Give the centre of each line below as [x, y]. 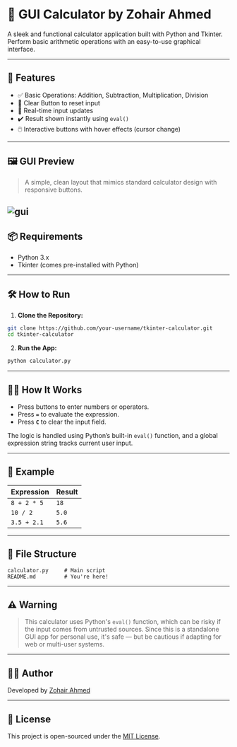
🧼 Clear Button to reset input [59, 103]
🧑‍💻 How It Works [45, 389]
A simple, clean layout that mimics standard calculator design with [121, 182]
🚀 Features [31, 78]
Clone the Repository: [50, 315]
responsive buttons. [54, 190]
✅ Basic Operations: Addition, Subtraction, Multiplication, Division [113, 95]
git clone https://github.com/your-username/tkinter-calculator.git [110, 328]
